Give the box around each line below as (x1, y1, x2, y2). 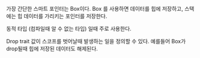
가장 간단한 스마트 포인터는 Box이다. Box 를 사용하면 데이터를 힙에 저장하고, (6, 5, 183, 12)
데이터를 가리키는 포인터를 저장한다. (23, 12, 108, 20)
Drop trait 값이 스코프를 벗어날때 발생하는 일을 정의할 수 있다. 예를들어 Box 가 (6, 38, 186, 44)
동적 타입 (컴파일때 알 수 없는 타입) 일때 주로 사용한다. (6, 25, 132, 32)
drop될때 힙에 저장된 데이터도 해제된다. (6, 45, 98, 52)
